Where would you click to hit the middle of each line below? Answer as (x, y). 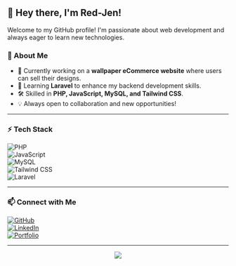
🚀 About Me (28, 55)
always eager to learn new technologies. (66, 37)
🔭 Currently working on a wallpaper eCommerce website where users (120, 71)
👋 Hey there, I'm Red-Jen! (64, 13)
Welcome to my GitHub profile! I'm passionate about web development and (116, 29)
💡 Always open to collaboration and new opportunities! (97, 104)
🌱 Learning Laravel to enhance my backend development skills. (109, 86)
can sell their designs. (49, 79)
